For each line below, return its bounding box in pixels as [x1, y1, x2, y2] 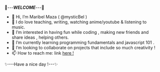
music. [11, 24, 25, 30]
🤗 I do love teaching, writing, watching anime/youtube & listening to [11, 19, 147, 25]
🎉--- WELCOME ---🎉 [4, 5, 45, 10]
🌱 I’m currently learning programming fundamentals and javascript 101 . [11, 40, 155, 45]
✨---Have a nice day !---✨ [4, 61, 58, 67]
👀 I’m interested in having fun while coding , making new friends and [11, 29, 149, 35]
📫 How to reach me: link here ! [11, 50, 74, 56]
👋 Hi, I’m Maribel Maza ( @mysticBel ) [11, 14, 88, 19]
